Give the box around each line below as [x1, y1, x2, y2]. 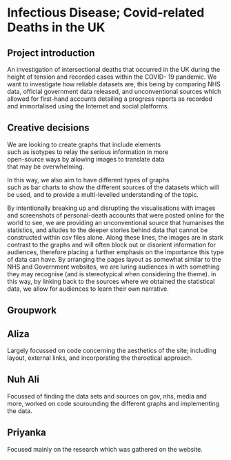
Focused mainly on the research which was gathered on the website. [7, 445, 203, 453]
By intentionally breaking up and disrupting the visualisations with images [7, 204, 216, 212]
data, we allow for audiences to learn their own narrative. [7, 285, 169, 293]
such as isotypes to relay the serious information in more [7, 147, 169, 156]
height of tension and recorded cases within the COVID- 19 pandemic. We [7, 73, 217, 81]
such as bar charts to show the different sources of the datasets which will [7, 183, 219, 191]
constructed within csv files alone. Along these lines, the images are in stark [7, 233, 223, 241]
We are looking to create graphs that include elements [7, 140, 161, 148]
